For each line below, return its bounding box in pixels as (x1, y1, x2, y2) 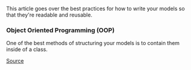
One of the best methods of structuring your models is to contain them (6, 40, 180, 47)
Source (6, 58, 24, 65)
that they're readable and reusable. (6, 11, 93, 18)
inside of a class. (6, 46, 48, 53)
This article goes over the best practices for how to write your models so (6, 5, 185, 12)
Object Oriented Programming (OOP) (6, 26, 115, 34)
